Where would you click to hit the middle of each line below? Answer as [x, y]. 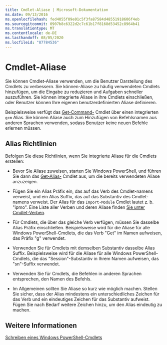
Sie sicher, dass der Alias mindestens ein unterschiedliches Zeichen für [86, 294]
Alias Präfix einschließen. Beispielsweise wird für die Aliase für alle [81, 227]
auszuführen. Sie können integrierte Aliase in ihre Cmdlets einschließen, [79, 97]
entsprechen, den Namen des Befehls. [52, 279]
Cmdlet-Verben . [29, 212]
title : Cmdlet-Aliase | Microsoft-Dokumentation [57, 10]
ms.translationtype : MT [30, 29]
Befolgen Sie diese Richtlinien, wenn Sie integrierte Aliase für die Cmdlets [81, 156]
